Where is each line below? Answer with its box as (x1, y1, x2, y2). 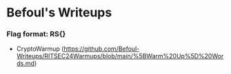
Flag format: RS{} (6, 29, 66, 39)
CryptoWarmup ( (16, 45, 64, 53)
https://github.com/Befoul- (63, 45, 140, 53)
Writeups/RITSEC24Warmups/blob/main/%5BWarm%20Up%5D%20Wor (16, 52, 224, 60)
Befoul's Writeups (6, 5, 112, 21)
